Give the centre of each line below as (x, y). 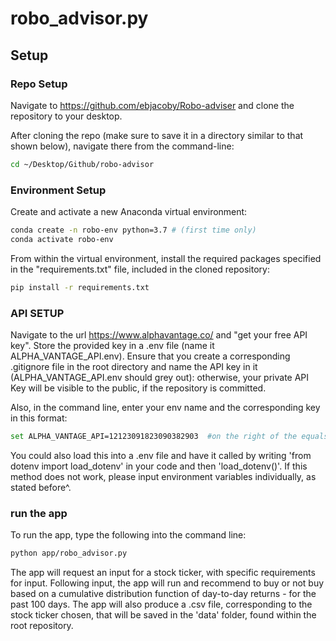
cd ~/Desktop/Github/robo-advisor (82, 164)
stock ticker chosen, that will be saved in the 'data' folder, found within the (163, 615)
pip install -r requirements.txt (80, 287)
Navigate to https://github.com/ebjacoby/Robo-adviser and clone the (152, 105)
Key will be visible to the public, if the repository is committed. (138, 388)
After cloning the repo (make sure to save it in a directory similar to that (157, 135)
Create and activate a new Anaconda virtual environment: (129, 212)
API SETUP (37, 313)
